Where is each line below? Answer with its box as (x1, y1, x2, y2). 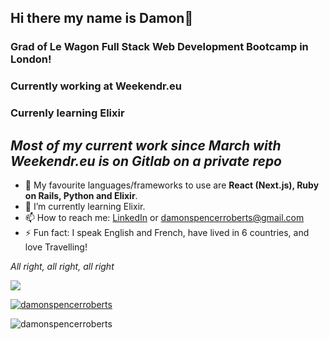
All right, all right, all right (10, 260, 115, 272)
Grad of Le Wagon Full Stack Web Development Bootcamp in (10, 40, 309, 54)
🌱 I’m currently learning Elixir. (24, 200, 146, 212)
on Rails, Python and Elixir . (24, 189, 138, 201)
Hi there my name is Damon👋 (10, 10, 194, 27)
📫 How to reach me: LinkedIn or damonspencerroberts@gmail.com (24, 211, 305, 223)
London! (10, 52, 52, 66)
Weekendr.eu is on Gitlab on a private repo (10, 152, 283, 170)
